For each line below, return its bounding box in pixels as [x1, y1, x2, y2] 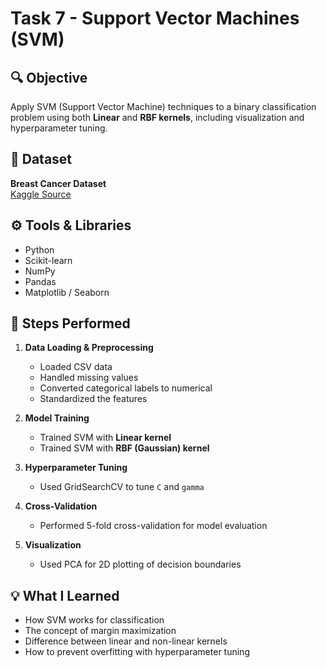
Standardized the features [39, 393, 148, 405]
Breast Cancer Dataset [10, 177, 107, 189]
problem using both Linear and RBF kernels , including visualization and [10, 112, 305, 123]
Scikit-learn [24, 254, 73, 266]
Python [24, 243, 55, 256]
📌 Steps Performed [10, 315, 131, 332]
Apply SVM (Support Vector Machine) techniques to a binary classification [10, 101, 317, 112]
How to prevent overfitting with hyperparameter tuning [24, 646, 250, 658]
